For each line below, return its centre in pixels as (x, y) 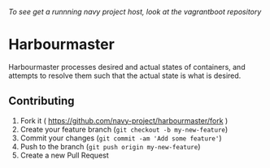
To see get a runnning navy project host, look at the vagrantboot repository (135, 12)
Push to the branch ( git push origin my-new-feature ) (110, 146)
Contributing (41, 101)
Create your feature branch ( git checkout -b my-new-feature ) (124, 129)
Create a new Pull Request (65, 155)
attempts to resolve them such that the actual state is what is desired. (125, 75)
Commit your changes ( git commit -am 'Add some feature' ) (121, 138)
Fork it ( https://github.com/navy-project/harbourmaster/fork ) (124, 120)
